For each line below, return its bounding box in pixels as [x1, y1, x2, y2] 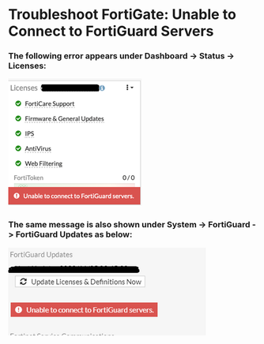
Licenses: [8, 61, 47, 72]
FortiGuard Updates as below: [15, 229, 133, 240]
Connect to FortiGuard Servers [8, 22, 214, 40]
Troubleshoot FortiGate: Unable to [8, 6, 237, 24]
